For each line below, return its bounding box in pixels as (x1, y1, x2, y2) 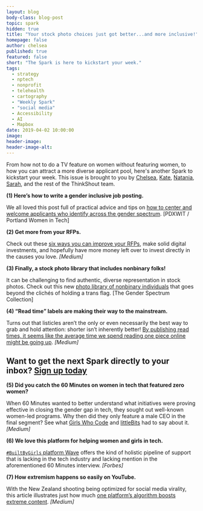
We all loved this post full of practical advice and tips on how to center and (6, 204, 192, 211)
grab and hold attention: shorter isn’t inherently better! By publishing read (6, 326, 189, 333)
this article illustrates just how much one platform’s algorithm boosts (6, 492, 176, 499)
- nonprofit (11, 82, 42, 89)
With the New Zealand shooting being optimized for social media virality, (6, 486, 187, 493)
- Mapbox (11, 122, 34, 128)
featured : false (6, 54, 47, 60)
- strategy (11, 71, 39, 77)
